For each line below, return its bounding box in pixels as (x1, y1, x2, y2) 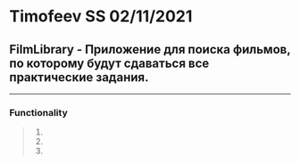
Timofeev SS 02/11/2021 (9, 6, 193, 27)
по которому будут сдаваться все (9, 55, 210, 70)
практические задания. (9, 70, 149, 85)
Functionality (9, 106, 69, 119)
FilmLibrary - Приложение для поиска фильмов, (9, 42, 291, 57)
